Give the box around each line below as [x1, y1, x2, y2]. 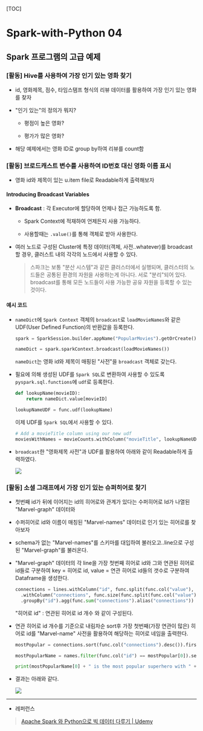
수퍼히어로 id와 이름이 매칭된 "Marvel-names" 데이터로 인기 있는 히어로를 [14, 519, 190, 526]
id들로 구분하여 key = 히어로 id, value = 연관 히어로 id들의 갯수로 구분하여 [14, 567, 190, 574]
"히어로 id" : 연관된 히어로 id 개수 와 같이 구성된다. [14, 609, 134, 616]
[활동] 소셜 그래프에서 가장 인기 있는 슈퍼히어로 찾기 [6, 483, 147, 491]
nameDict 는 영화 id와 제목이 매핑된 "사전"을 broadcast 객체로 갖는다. [14, 358, 177, 365]
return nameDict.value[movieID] [26, 396, 108, 402]
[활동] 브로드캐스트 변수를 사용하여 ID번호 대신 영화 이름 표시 [6, 161, 171, 170]
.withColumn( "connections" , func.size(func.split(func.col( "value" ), [21, 592, 199, 598]
